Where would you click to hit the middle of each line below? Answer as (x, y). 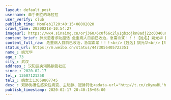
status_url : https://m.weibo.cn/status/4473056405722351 (67, 47)
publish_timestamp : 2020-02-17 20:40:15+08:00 (55, 90)
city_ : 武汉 (17, 62)
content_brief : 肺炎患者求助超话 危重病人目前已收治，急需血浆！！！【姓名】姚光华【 (86, 38)
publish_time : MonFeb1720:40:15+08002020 (50, 24)
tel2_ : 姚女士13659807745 (32, 80)
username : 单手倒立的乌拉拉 (32, 15)
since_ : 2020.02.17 (26, 71)
